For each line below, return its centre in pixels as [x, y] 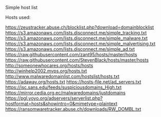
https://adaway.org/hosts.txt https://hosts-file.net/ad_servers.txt [73, 82]
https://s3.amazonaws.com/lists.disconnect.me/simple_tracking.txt [76, 33]
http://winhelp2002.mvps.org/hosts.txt [46, 71]
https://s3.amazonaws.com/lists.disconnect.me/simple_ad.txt [70, 49]
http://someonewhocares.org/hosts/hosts [49, 65]
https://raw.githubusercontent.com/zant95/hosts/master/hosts [71, 54]
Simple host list [22, 7]
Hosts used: [18, 17]
